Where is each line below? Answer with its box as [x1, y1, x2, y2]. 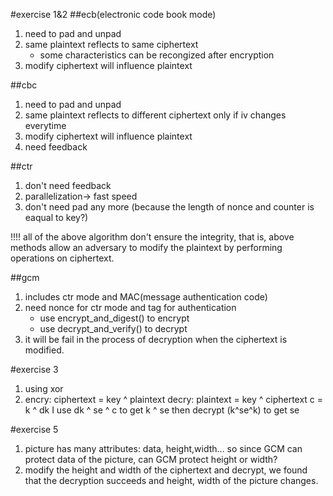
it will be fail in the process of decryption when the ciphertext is [24, 334, 288, 345]
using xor [24, 383, 64, 394]
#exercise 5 [10, 424, 59, 435]
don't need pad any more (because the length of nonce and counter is [24, 201, 315, 213]
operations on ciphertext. [10, 252, 115, 264]
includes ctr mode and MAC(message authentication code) [24, 291, 268, 303]
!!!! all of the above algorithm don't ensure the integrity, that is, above [10, 231, 295, 243]
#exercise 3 [10, 364, 59, 375]
